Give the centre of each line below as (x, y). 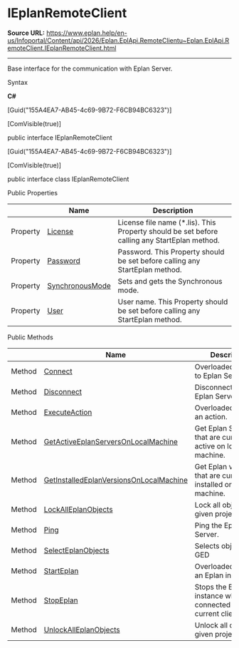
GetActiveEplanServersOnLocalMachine (111, 441)
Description (173, 210)
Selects (207, 545)
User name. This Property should (173, 302)
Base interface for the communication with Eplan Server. (90, 68)
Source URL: (26, 33)
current (207, 613)
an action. (211, 416)
